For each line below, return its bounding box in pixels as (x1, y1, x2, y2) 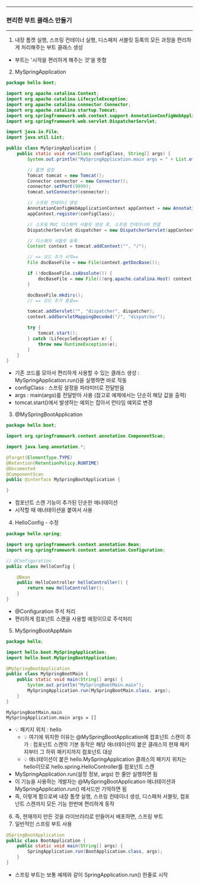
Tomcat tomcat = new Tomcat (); (27, 172, 105, 178)
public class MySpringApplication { (6, 145, 97, 152)
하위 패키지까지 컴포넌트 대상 (45, 748, 113, 755)
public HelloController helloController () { (17, 580, 129, 586)
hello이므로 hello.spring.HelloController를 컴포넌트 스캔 (23, 763, 155, 770)
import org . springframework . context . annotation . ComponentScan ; (6, 433, 166, 439)
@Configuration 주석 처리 (14, 608, 76, 615)
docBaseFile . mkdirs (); (27, 292, 84, 298)
